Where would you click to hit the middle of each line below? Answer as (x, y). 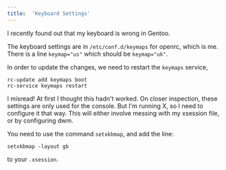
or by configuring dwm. (40, 120)
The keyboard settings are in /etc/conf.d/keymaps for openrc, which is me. (113, 46)
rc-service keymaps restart (47, 86)
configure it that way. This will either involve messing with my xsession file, (113, 113)
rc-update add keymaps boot (47, 80)
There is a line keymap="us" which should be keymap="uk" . (88, 54)
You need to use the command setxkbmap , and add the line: (90, 134)
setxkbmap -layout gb (38, 146)
